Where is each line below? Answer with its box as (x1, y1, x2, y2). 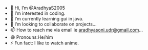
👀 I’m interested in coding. (10, 10, 66, 16)
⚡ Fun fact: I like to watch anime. (10, 40, 79, 46)
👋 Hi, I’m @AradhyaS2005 (10, 5, 66, 11)
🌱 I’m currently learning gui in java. (10, 16, 83, 21)
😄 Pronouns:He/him (10, 34, 53, 40)
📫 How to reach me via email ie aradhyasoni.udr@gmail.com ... (10, 27, 143, 33)
